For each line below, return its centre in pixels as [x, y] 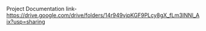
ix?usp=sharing [26, 22]
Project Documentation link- [42, 9]
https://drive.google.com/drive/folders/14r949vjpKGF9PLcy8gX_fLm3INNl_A [103, 15]
